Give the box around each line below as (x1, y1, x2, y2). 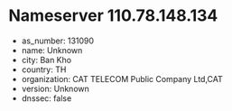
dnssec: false (21, 92, 72, 104)
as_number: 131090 (21, 35, 95, 46)
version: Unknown (21, 83, 89, 94)
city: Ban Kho (21, 54, 72, 65)
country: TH (21, 64, 67, 75)
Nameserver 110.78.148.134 (8, 5, 218, 26)
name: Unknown (21, 44, 83, 55)
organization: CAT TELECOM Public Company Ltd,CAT (21, 73, 223, 84)
